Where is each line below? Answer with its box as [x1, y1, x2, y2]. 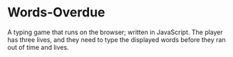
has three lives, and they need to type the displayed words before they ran [7, 35, 226, 43]
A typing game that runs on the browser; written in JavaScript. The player [7, 28, 223, 36]
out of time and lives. [7, 43, 69, 51]
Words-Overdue [7, 4, 105, 21]
